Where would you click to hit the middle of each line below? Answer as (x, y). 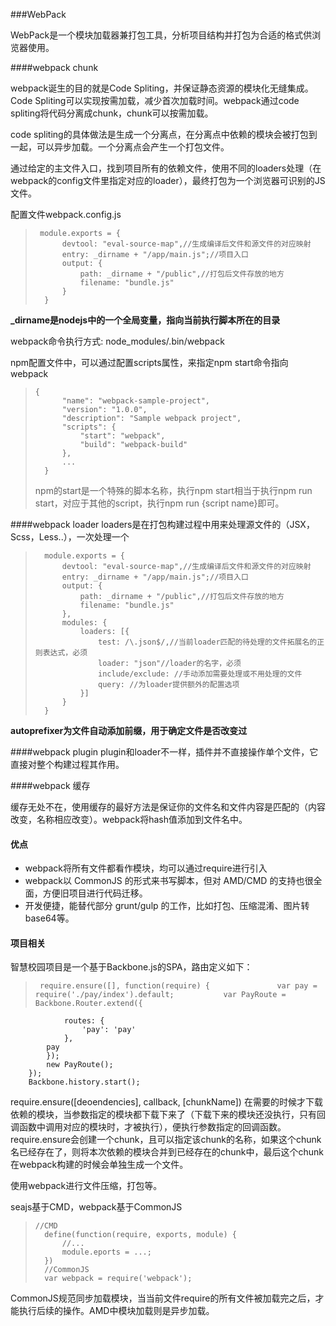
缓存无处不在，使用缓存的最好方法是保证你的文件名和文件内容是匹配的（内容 (168, 807)
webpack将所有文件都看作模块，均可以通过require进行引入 (146, 868)
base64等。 (49, 918)
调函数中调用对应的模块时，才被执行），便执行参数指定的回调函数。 (148, 1127)
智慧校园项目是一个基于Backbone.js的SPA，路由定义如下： (131, 967)
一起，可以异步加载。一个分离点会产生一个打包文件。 (120, 147)
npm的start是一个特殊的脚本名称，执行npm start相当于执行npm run (173, 490)
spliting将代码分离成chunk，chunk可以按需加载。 (112, 113)
